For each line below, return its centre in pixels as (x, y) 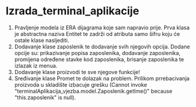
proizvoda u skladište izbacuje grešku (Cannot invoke (81, 84)
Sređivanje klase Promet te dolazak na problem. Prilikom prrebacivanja (102, 78)
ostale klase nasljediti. (42, 40)
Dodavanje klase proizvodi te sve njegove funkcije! (77, 72)
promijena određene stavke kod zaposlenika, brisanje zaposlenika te (99, 59)
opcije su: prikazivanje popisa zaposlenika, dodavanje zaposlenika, (97, 53)
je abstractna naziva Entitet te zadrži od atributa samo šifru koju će (97, 33)
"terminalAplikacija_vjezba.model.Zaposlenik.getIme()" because (93, 91)
